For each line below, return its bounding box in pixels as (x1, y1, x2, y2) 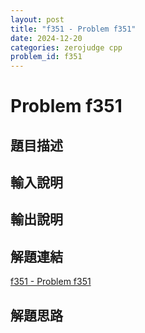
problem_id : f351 (10, 52, 83, 62)
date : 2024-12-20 (10, 33, 83, 43)
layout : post (10, 14, 65, 25)
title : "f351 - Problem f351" (10, 24, 137, 34)
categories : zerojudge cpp (10, 42, 123, 53)
